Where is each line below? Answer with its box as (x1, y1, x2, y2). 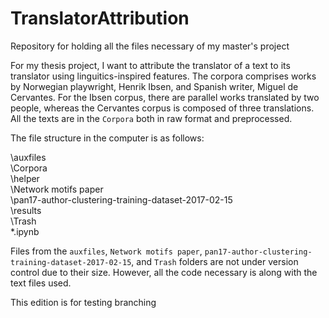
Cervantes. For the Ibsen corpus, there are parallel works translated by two (10, 91, 320, 103)
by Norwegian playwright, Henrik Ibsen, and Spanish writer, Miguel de (10, 80, 299, 92)
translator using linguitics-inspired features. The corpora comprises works (10, 70, 317, 82)
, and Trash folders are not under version (131, 255, 299, 267)
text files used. (10, 277, 72, 289)
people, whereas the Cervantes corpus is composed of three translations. (10, 102, 315, 114)
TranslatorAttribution (10, 7, 190, 30)
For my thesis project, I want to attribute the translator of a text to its (10, 59, 291, 71)
